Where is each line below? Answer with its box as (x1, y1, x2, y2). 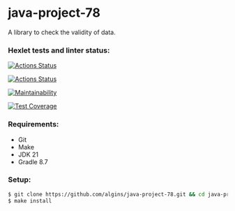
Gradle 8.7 (17, 157, 48, 166)
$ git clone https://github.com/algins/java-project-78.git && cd (8, 191, 205, 198)
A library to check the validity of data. (8, 28, 116, 36)
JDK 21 (17, 150, 39, 159)
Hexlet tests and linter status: (8, 45, 110, 55)
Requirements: (8, 119, 59, 129)
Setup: (8, 175, 31, 184)
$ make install (8, 197, 52, 204)
